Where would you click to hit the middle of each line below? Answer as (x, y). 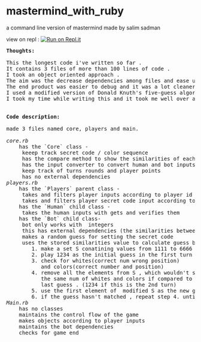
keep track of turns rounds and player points (92, 170)
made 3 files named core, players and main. (73, 128)
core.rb (17, 140)
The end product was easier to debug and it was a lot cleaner (101, 86)
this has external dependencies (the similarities (98, 230)
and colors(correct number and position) (103, 266)
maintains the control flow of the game (79, 314)
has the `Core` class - (54, 146)
